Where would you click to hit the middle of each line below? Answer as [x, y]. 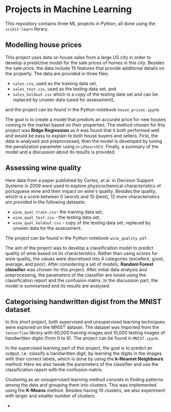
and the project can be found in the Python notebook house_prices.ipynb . [83, 109]
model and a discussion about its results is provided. [60, 152]
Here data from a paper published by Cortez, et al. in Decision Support [79, 180]
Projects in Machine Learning [69, 9]
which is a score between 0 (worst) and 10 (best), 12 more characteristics [82, 196]
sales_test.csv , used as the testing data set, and [64, 89]
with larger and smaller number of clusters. [51, 396]
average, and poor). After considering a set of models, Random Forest [79, 264]
